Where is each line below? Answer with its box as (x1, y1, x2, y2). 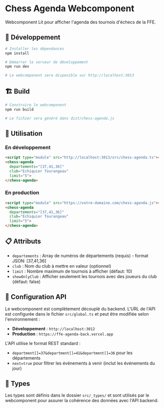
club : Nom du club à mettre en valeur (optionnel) (12, 263, 111, 269)
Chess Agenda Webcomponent (5, 3, 135, 14)
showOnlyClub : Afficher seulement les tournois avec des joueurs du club (12, 273, 157, 279)
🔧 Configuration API (5, 293, 67, 301)
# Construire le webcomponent (5, 102, 67, 107)
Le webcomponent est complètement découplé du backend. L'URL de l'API (5, 306, 156, 312)
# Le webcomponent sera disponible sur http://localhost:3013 (5, 73, 134, 78)
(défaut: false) (12, 279, 41, 284)
